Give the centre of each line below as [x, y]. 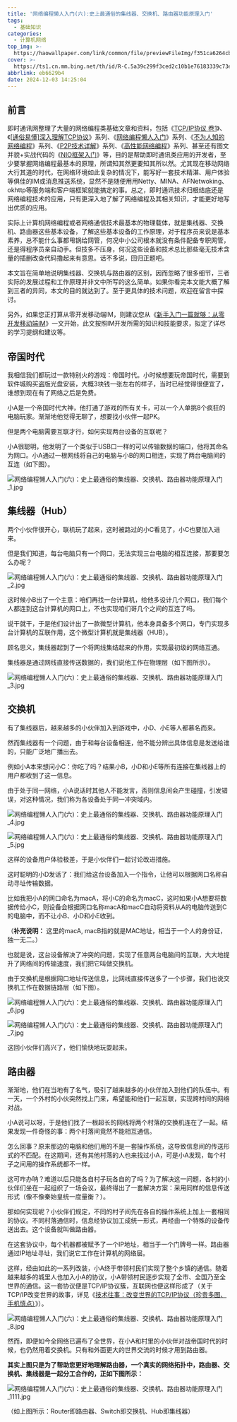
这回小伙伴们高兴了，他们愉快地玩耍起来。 [69, 1047]
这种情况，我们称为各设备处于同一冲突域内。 [91, 799]
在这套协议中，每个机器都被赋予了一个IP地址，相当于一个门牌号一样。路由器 [118, 1245]
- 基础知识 [28, 27]
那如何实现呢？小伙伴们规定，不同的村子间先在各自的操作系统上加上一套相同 [119, 1211]
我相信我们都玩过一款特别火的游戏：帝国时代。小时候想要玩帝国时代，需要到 [119, 375]
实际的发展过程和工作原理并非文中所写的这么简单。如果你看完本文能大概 [112, 282]
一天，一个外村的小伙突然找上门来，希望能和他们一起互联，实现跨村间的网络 [119, 1098]
